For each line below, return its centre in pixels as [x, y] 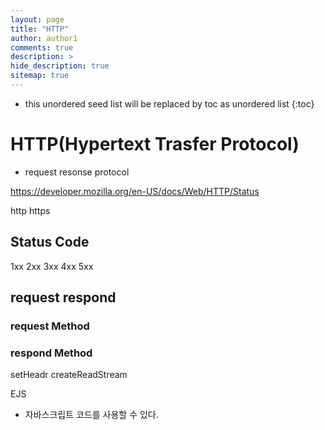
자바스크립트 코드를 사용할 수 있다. [91, 415]
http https [30, 210]
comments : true [42, 47]
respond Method [51, 353]
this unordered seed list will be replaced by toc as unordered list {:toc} [169, 103]
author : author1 [44, 38]
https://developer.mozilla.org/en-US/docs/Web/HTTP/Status [135, 191]
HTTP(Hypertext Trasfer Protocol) [155, 144]
